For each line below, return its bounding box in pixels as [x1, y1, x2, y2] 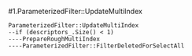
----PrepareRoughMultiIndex [8, 35, 101, 43]
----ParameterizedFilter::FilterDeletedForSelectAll [8, 42, 185, 50]
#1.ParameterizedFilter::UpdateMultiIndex [8, 7, 143, 16]
